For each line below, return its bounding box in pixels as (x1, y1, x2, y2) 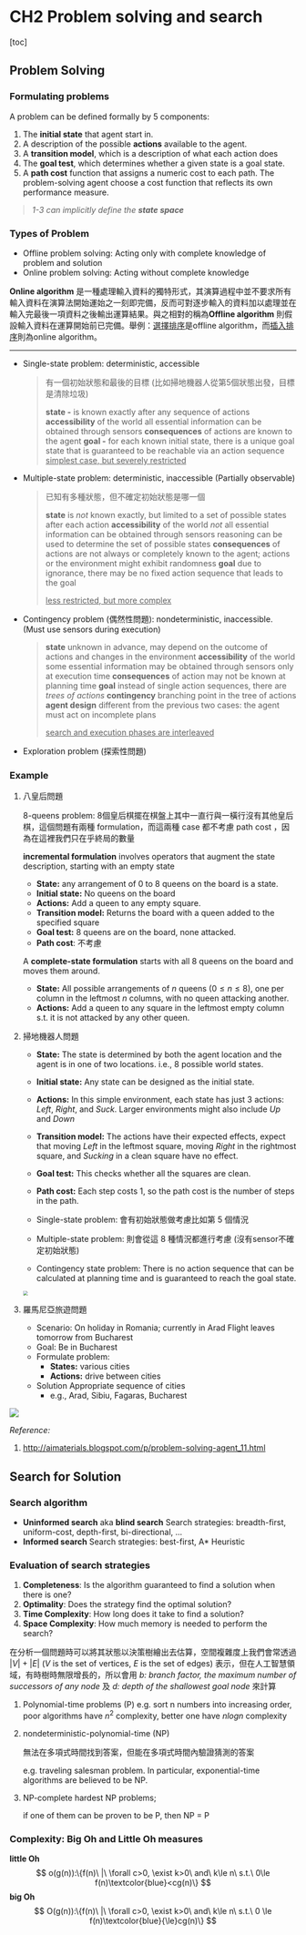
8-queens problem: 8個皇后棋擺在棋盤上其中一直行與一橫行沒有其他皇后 (22, 810, 294, 821)
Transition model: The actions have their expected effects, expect (36, 1131, 286, 1142)
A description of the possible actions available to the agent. (22, 138, 248, 149)
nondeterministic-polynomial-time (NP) (22, 1727, 170, 1738)
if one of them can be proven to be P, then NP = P (22, 1809, 209, 1820)
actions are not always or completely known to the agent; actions (45, 548, 291, 559)
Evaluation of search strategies (9, 1559, 150, 1572)
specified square (36, 917, 100, 928)
